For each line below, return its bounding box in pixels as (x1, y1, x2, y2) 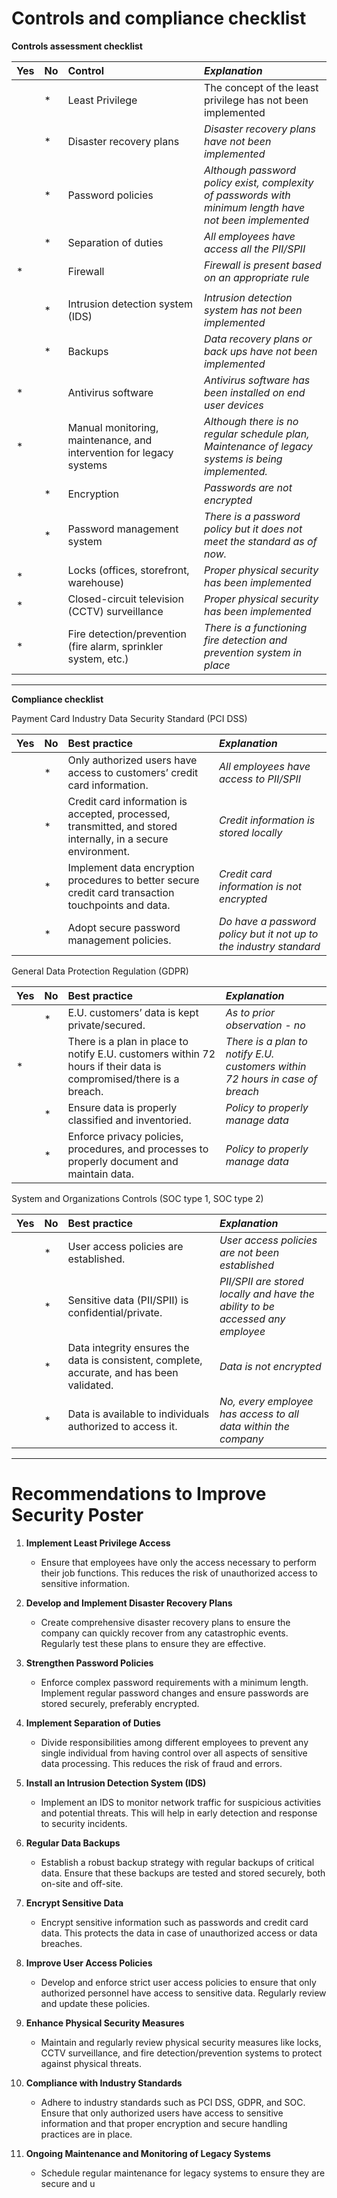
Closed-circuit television (67, 592, 184, 606)
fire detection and (203, 633, 288, 647)
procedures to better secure (67, 873, 200, 887)
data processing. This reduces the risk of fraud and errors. (40, 1757, 283, 1769)
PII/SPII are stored (219, 1274, 304, 1288)
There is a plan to (225, 1034, 308, 1048)
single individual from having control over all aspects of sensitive (40, 1747, 308, 1759)
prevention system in (203, 645, 303, 659)
